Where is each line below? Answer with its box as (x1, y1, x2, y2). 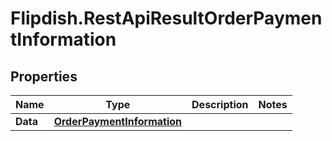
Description (191, 98, 249, 111)
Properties (10, 68, 78, 85)
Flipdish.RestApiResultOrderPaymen (10, 7, 323, 30)
